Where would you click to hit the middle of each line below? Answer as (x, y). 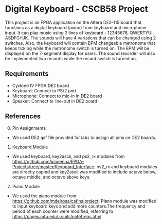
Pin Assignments (29, 128)
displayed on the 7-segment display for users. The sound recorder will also (80, 53)
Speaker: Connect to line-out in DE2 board (54, 101)
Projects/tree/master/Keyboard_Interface (53, 167)
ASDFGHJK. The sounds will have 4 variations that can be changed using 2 (81, 38)
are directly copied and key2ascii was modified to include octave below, (84, 172)
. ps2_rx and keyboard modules (126, 167)
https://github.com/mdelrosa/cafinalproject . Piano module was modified (84, 201)
